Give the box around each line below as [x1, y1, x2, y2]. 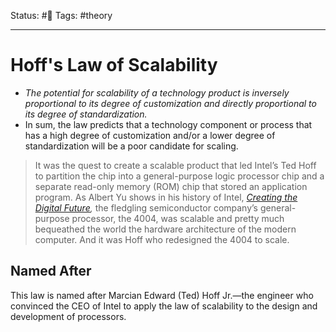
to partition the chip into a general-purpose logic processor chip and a [34, 170, 325, 182]
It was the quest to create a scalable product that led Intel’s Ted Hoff [34, 159, 317, 171]
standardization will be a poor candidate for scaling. [24, 140, 239, 152]
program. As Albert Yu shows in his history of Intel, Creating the [34, 191, 298, 203]
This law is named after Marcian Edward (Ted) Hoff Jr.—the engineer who [10, 289, 314, 301]
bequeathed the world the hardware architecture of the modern [34, 223, 297, 235]
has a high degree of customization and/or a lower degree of [24, 129, 276, 141]
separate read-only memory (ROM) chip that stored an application [34, 180, 308, 192]
